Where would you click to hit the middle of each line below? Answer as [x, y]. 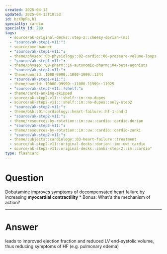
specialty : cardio [24, 24]
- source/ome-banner [31, 47]
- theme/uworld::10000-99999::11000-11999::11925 [62, 84]
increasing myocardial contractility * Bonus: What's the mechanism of [78, 197]
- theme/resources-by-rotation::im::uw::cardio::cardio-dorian [76, 121]
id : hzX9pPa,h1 [21, 19]
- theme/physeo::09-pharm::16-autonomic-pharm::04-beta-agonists [79, 65]
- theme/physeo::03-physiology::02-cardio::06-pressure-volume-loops [83, 56]
